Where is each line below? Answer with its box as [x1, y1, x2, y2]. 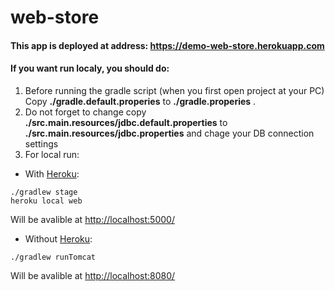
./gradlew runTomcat [10, 252, 97, 262]
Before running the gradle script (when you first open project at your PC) [24, 84, 325, 96]
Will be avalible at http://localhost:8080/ [10, 269, 176, 281]
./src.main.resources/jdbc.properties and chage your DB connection [24, 127, 315, 139]
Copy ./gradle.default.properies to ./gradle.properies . [24, 95, 257, 107]
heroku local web [10, 196, 83, 206]
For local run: [24, 148, 80, 160]
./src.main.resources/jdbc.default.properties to [24, 116, 228, 128]
